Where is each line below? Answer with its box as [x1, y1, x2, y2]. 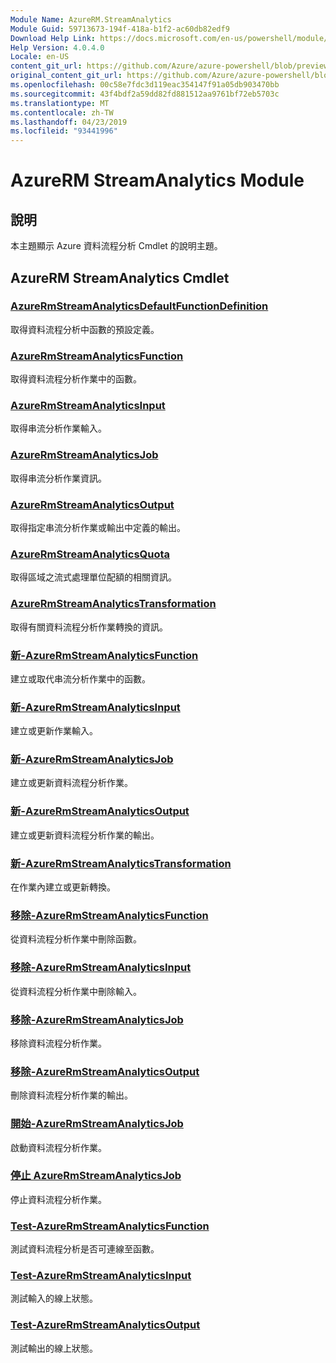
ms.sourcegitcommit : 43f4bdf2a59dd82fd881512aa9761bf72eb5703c [10, 89, 280, 99]
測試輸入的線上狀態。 [10, 1292, 98, 1305]
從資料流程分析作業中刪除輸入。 [10, 985, 142, 997]
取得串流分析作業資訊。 [10, 472, 107, 484]
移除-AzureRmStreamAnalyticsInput [10, 961, 192, 975]
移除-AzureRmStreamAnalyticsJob [10, 1012, 184, 1026]
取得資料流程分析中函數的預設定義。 [10, 323, 160, 335]
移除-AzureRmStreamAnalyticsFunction [10, 909, 209, 922]
